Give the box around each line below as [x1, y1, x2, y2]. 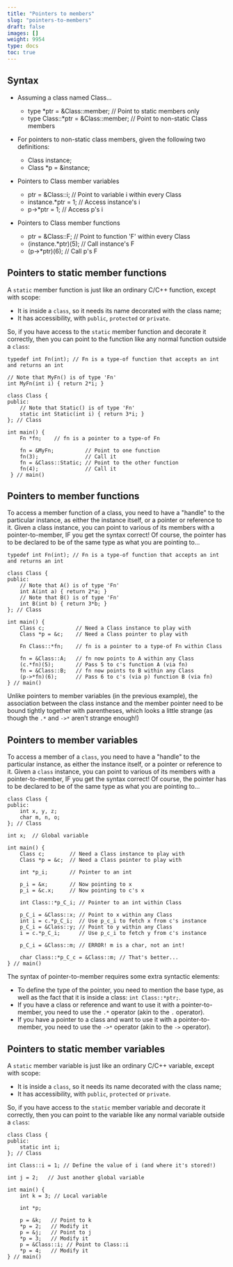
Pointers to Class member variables [17, 177, 120, 185]
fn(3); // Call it [19, 453, 117, 460]
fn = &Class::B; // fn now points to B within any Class [19, 668, 195, 675]
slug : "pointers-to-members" [7, 17, 92, 24]
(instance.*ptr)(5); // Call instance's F [27, 239, 135, 248]
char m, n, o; [19, 814, 61, 821]
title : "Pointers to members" [7, 10, 95, 17]
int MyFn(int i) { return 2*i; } [7, 380, 104, 387]
